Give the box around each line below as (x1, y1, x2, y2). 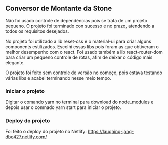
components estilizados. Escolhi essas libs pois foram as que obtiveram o (5, 43, 159, 50)
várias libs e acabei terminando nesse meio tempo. (5, 75, 111, 81)
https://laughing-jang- (88, 129, 134, 135)
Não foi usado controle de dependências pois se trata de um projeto (5, 17, 148, 23)
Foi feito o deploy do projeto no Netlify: (5, 129, 87, 135)
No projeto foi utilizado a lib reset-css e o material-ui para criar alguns (5, 38, 152, 44)
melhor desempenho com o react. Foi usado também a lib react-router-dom (5, 49, 163, 55)
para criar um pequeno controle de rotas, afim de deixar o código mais (5, 54, 153, 60)
